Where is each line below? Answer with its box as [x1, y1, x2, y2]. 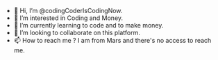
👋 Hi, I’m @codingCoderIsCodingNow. [13, 7, 123, 14]
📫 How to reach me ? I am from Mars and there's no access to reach [13, 37, 212, 44]
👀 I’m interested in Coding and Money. [13, 14, 124, 22]
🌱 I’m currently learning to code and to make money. [13, 21, 164, 29]
